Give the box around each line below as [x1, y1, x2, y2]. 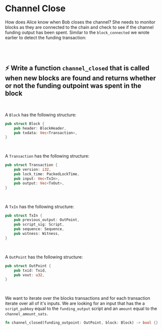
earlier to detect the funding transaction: [5, 35, 86, 41]
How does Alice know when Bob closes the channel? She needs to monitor [5, 19, 156, 25]
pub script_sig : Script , [14, 222, 64, 227]
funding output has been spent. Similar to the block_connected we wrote [5, 29, 150, 35]
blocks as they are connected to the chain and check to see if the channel [5, 24, 154, 30]
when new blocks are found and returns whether [5, 74, 156, 82]
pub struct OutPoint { [5, 263, 51, 268]
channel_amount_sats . [5, 311, 48, 317]
